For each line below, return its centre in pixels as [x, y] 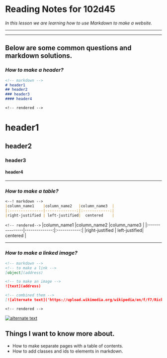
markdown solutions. [39, 56]
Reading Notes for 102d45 [60, 9]
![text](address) [23, 286]
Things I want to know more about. [60, 334]
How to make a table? [32, 191]
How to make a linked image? [42, 253]
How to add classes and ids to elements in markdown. [68, 351]
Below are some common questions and [68, 48]
